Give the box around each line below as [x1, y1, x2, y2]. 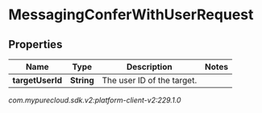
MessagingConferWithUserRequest [8, 6, 254, 24]
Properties [8, 38, 63, 51]
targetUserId [12, 75, 63, 86]
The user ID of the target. [102, 75, 198, 86]
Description [126, 62, 173, 72]
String [69, 75, 94, 86]
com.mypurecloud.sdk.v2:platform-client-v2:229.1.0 [8, 95, 181, 105]
